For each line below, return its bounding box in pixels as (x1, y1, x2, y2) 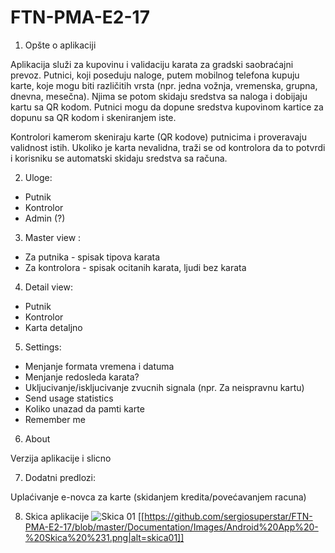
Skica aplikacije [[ (24, 510, 145, 522)
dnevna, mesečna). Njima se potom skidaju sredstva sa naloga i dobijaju (10, 90, 308, 102)
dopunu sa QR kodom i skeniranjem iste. (10, 111, 177, 123)
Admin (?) (24, 212, 66, 224)
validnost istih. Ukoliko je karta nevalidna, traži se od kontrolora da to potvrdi (10, 141, 326, 153)
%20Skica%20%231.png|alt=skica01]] (24, 531, 185, 543)
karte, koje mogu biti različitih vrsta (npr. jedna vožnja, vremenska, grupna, (10, 79, 318, 91)
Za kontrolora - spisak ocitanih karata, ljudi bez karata (24, 261, 247, 273)
